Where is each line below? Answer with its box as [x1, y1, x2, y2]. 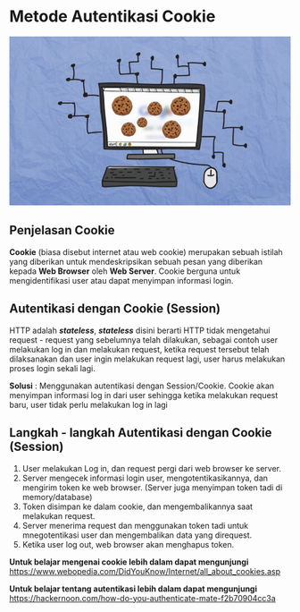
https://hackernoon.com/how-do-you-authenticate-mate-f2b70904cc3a [9, 592, 277, 603]
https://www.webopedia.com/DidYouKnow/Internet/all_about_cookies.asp [9, 565, 281, 576]
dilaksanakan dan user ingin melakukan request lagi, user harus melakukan [9, 353, 286, 364]
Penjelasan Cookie [9, 223, 115, 238]
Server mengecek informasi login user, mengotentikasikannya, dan [21, 472, 269, 483]
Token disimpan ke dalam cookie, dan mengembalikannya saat [21, 501, 253, 512]
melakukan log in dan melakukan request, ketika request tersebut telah [9, 344, 270, 354]
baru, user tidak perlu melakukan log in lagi [9, 399, 168, 410]
